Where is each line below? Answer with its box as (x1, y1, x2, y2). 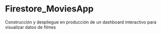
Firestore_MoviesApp (5, 3, 94, 14)
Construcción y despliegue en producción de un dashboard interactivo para (5, 19, 157, 25)
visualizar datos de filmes (5, 24, 56, 30)
